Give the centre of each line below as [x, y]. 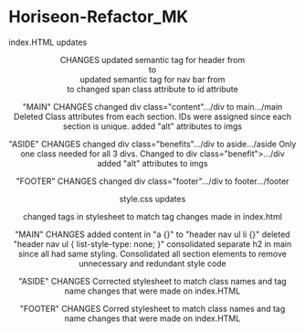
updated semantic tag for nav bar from [152, 79]
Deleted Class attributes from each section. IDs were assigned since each [152, 116]
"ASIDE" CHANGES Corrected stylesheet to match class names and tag [152, 281]
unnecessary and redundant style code [152, 263]
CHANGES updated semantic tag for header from [152, 59]
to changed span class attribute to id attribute [152, 89]
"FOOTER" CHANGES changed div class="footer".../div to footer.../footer [152, 181]
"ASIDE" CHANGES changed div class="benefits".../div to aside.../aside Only [152, 144]
